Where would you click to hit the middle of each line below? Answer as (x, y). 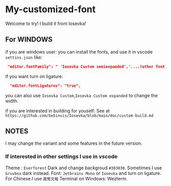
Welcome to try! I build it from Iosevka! (46, 23)
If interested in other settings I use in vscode (62, 156)
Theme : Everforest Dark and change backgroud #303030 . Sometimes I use (84, 168)
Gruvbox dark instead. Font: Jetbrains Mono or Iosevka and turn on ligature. (83, 173)
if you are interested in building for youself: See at (58, 111)
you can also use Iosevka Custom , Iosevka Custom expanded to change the (81, 95)
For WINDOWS (29, 39)
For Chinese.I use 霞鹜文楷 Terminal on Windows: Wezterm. (66, 178)
